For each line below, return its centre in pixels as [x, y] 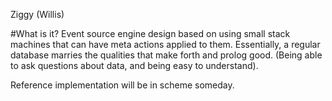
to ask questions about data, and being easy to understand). [134, 65]
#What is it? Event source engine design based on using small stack [150, 33]
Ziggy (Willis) [37, 14]
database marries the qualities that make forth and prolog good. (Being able [166, 55]
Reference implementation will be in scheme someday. [122, 85]
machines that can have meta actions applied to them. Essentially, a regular [165, 44]
